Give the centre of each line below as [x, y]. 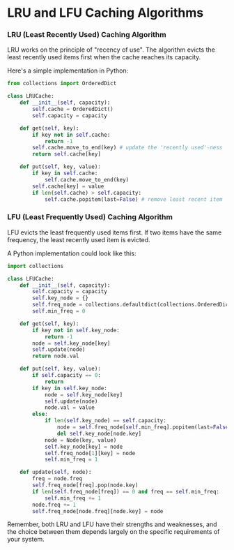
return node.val [56, 356]
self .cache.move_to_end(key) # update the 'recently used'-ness [127, 148]
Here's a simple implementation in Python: [68, 70]
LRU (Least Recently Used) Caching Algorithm [87, 35]
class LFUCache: [31, 278]
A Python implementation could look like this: [72, 253]
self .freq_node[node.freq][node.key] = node [98, 511]
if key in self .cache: [65, 173]
